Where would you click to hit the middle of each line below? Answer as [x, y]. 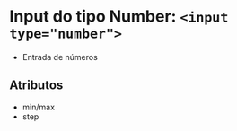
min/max [39, 107]
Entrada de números [60, 57]
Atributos [36, 86]
